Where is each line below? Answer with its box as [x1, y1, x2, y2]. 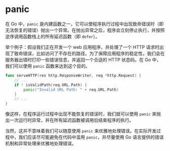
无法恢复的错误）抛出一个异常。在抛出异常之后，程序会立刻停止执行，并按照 [5, 27, 165, 33]
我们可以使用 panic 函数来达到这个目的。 [5, 63, 90, 69]
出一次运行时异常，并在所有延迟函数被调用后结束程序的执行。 [5, 117, 134, 123]
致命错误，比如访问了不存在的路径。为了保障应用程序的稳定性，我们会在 [14, 50, 165, 56]
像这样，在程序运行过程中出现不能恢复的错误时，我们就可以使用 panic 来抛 [5, 111, 161, 117]
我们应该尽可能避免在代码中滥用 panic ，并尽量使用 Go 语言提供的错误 [18, 134, 164, 140]
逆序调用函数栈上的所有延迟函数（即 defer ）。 [5, 33, 100, 39]
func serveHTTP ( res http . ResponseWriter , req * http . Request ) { [5, 73, 142, 78]
